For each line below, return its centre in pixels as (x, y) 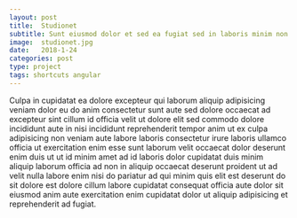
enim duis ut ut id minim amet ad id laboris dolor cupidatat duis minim (136, 157)
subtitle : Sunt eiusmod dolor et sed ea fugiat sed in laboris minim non (149, 34)
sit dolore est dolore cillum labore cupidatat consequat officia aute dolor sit (147, 185)
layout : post (33, 17)
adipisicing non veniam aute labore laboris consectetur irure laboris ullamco (148, 137)
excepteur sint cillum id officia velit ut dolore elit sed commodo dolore (137, 119)
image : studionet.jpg (51, 42)
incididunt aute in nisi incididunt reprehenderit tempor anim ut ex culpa (139, 128)
